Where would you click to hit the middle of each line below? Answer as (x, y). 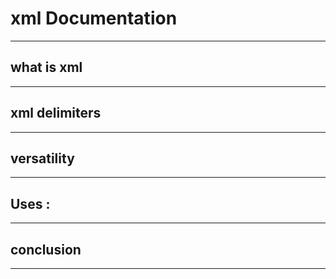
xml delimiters (56, 113)
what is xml (46, 67)
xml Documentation (94, 18)
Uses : (30, 203)
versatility (42, 158)
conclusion (46, 249)
